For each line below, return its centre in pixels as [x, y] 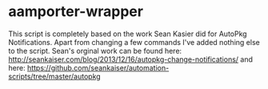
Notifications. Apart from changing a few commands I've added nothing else [134, 42]
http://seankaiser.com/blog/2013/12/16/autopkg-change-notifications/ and [131, 59]
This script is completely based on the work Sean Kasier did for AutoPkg [128, 34]
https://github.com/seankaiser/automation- [98, 67]
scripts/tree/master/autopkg [55, 76]
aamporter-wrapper [76, 12]
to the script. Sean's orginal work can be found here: [95, 51]
